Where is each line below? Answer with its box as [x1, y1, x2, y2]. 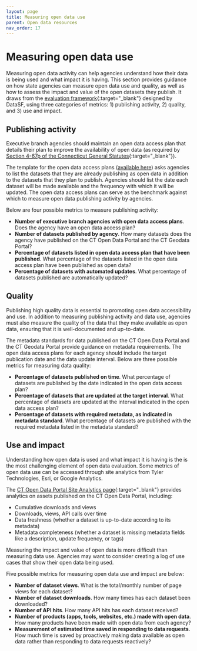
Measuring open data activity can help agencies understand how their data [6, 70, 188, 77]
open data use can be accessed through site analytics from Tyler [6, 468, 163, 475]
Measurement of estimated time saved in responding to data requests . [14, 625, 191, 632]
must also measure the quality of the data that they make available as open [6, 319, 188, 326]
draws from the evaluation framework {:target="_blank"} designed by [6, 95, 173, 102]
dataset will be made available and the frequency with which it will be [6, 183, 175, 189]
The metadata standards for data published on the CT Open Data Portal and [6, 336, 190, 344]
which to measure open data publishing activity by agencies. [6, 195, 153, 202]
